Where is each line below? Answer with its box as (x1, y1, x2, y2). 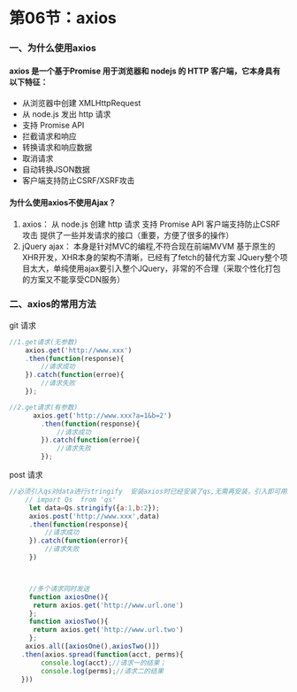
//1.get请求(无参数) (9, 337, 78, 346)
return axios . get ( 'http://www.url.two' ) (32, 626, 184, 634)
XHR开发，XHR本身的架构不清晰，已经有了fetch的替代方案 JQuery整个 (21, 251, 280, 262)
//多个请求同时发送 (28, 584, 90, 593)
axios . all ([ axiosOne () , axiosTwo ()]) (25, 642, 161, 651)
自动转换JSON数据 (21, 165, 91, 175)
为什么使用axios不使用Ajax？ (9, 196, 117, 208)
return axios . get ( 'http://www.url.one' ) (32, 601, 184, 610)
